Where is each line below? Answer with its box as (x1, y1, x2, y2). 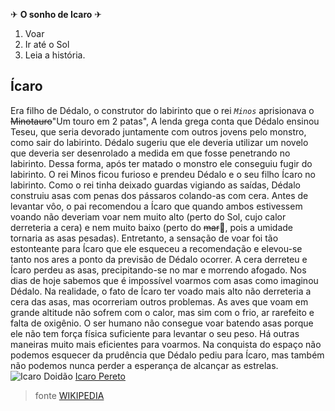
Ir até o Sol (24, 39, 70, 50)
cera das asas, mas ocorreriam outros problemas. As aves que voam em (10, 295, 309, 308)
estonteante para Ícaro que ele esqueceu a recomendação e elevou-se (10, 242, 303, 254)
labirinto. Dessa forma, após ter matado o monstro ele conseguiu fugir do (10, 157, 313, 169)
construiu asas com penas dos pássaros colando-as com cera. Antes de (10, 189, 309, 201)
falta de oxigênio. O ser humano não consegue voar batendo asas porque (10, 317, 314, 329)
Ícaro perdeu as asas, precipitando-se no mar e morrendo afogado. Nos (10, 264, 307, 276)
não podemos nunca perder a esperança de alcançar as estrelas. (10, 359, 279, 371)
